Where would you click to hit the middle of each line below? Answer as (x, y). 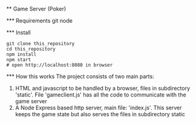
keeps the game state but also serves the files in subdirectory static (100, 114)
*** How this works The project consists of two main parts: (80, 76)
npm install (21, 54)
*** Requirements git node (40, 20)
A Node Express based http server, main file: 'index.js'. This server (98, 108)
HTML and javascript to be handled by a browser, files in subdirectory (103, 88)
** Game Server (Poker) (36, 9)
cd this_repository (31, 49)
